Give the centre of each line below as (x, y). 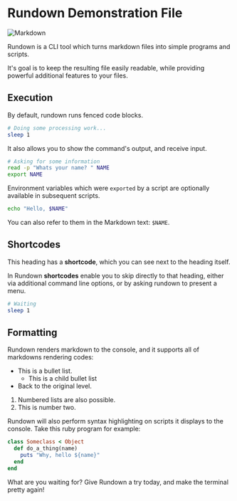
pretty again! (26, 490)
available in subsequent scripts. (54, 196)
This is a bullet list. (45, 371)
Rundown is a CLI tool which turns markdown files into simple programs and (119, 46)
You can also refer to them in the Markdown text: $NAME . (89, 222)
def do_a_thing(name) (46, 449)
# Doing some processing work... (57, 128)
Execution (30, 98)
